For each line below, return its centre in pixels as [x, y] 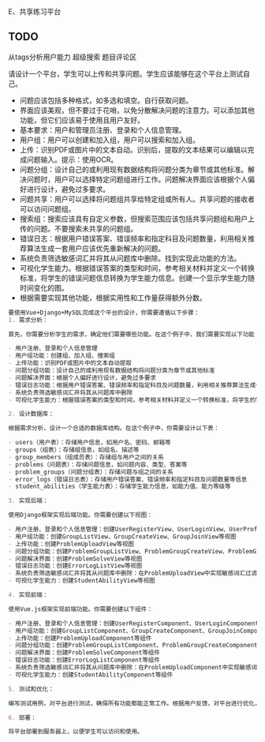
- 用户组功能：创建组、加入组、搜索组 [62, 356]
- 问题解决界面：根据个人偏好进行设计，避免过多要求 [82, 377]
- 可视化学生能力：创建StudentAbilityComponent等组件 [91, 675]
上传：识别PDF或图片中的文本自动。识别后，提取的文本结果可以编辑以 [134, 149]
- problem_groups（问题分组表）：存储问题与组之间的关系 [91, 472]
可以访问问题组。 [47, 208]
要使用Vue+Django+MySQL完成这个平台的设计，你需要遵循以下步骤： [104, 313]
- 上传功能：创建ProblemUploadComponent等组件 [80, 638]
